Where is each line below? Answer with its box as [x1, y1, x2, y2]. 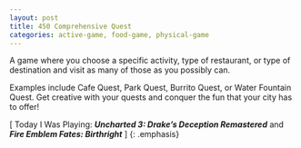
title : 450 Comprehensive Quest [9, 22, 132, 31]
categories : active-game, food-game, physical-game [9, 30, 209, 39]
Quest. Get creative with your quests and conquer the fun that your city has [9, 92, 293, 103]
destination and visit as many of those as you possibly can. [9, 64, 231, 75]
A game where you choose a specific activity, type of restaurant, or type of [9, 55, 291, 66]
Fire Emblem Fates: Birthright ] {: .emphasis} [9, 129, 180, 140]
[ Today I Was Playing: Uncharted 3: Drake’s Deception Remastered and [9, 119, 285, 130]
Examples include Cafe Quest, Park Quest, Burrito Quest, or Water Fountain [9, 83, 292, 94]
